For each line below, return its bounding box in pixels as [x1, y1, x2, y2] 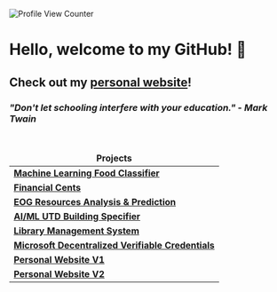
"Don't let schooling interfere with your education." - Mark [9, 101, 268, 114]
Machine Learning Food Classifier [13, 167, 160, 179]
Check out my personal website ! [9, 75, 193, 90]
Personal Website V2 [13, 267, 105, 280]
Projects [96, 152, 133, 164]
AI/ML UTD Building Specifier [13, 209, 140, 222]
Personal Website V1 [13, 253, 105, 265]
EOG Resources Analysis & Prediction [13, 195, 177, 208]
